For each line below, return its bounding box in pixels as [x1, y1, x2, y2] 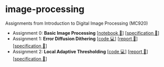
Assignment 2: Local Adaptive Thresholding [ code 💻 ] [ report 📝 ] [12, 48, 148, 54]
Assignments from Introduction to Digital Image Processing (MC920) [5, 20, 148, 26]
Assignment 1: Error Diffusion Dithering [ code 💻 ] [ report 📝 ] [12, 35, 138, 41]
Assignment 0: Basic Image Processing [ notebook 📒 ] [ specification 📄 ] [12, 30, 159, 36]
